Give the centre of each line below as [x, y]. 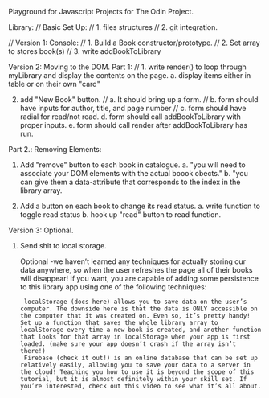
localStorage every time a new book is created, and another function [141, 330]
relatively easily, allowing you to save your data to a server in [135, 365]
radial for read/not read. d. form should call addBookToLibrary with [130, 117]
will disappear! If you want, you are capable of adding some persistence [139, 278]
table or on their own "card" [54, 84]
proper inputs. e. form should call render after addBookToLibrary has [133, 125]
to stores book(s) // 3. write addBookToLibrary [85, 51]
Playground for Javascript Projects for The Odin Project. [101, 12]
